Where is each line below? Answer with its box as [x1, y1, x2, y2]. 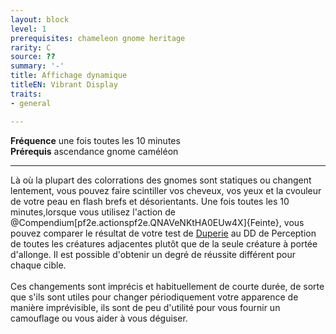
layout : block [10, 14, 70, 25]
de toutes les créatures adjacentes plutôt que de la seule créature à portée [10, 237, 318, 250]
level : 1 [10, 24, 47, 34]
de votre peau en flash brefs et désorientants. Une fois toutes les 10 [10, 195, 290, 207]
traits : [10, 89, 43, 99]
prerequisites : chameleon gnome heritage [10, 33, 186, 43]
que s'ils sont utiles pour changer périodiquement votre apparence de [10, 291, 299, 303]
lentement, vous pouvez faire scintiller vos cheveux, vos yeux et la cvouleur [10, 184, 322, 196]
